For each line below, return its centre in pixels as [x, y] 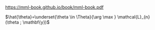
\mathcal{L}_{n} [134, 17]
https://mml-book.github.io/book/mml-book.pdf [54, 7]
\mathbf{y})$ [36, 22]
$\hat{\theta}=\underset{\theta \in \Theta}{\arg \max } [61, 17]
